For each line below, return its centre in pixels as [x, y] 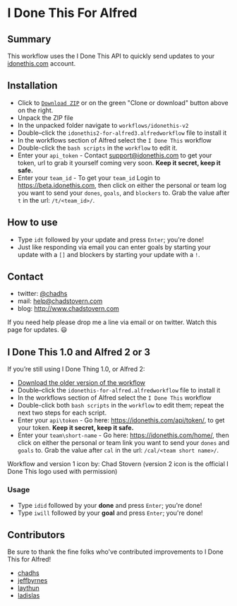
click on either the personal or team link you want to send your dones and [123, 443]
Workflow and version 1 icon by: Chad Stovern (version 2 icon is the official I [118, 464]
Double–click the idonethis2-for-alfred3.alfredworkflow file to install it [122, 133]
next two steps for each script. [62, 413]
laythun [29, 588]
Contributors [36, 535]
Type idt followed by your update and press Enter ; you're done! [111, 239]
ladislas [29, 595]
